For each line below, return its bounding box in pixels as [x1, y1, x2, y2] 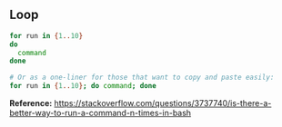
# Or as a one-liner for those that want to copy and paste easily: [9, 73, 275, 83]
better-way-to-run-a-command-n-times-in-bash [9, 108, 192, 119]
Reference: [9, 98, 53, 109]
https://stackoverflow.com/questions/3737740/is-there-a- [54, 98, 272, 109]
